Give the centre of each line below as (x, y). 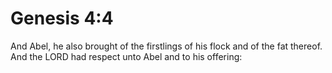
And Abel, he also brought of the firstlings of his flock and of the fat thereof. (166, 46)
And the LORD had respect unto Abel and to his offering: (126, 56)
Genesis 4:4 (62, 18)
